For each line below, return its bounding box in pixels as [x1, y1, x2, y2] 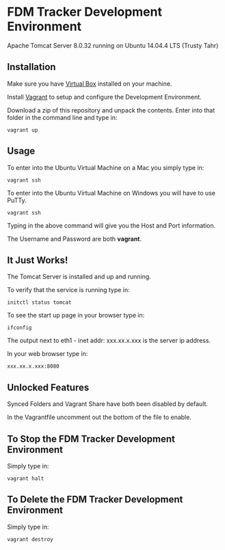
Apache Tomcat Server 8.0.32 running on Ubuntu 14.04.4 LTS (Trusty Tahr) [7, 41, 219, 49]
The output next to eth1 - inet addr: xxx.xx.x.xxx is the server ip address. [7, 337, 211, 345]
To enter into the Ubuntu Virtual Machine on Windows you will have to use [7, 189, 215, 197]
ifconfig [7, 324, 32, 331]
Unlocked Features [7, 381, 90, 393]
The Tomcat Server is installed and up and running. [7, 272, 152, 281]
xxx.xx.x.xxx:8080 [7, 363, 59, 370]
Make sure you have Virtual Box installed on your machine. [7, 80, 172, 88]
